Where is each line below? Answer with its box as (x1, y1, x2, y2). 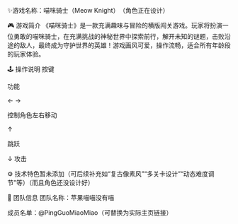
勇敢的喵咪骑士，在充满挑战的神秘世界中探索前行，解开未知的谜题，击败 (13, 33, 225, 40)
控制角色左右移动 (7, 111, 57, 119)
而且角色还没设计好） (31, 179, 94, 187)
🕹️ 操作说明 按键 (7, 65, 55, 73)
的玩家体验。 (7, 50, 45, 58)
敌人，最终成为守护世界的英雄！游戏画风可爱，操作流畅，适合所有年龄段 (19, 41, 231, 49)
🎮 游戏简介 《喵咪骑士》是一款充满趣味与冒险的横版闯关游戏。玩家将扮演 (7, 21, 223, 30)
